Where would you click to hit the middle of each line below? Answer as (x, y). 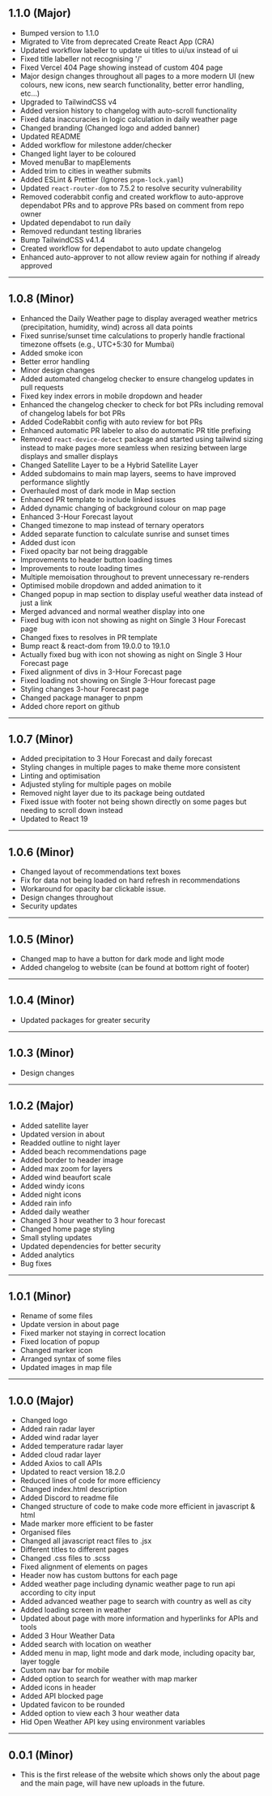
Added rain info (46, 1203)
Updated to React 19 (54, 819)
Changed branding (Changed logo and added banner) (110, 127)
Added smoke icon (51, 353)
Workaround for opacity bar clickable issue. (93, 889)
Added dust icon (48, 542)
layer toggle (40, 1661)
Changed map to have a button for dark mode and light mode (122, 959)
